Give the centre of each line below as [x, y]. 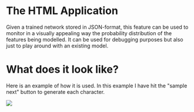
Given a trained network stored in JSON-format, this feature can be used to [97, 27]
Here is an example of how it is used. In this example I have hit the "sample [97, 86]
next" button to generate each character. [55, 91]
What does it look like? [62, 69]
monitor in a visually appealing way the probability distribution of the [89, 33]
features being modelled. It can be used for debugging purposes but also [95, 39]
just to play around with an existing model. [57, 46]
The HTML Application [62, 11]
